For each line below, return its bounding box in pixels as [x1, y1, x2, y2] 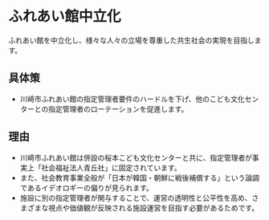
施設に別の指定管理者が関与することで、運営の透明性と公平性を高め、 [19, 193, 252, 202]
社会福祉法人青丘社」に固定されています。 [41, 162, 181, 173]
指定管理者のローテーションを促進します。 [47, 104, 189, 113]
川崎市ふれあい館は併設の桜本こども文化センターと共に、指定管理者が [19, 153, 253, 162]
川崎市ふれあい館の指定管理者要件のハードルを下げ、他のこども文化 [19, 94, 245, 104]
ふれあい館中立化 [8, 7, 122, 26]
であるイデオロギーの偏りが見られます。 [19, 182, 154, 193]
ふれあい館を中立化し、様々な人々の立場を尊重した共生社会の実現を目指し [8, 35, 255, 45]
